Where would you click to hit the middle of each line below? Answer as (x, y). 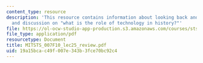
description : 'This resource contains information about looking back (97, 17)
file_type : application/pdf (42, 34)
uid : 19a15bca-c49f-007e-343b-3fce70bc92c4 (62, 51)
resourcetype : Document (36, 40)
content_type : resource (36, 12)
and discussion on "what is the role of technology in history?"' (97, 23)
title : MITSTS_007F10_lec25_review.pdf (56, 46)
